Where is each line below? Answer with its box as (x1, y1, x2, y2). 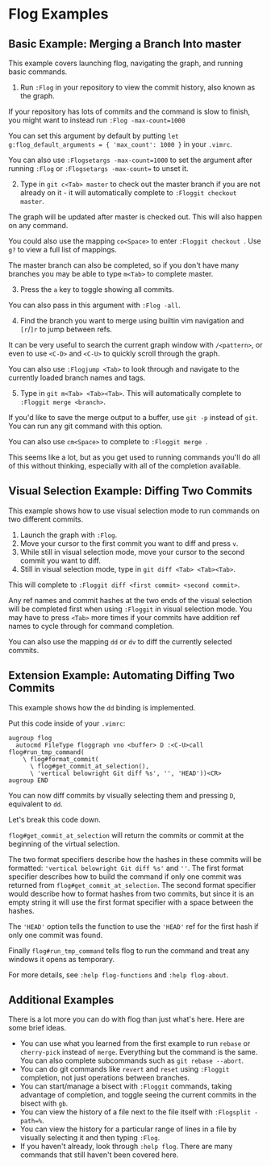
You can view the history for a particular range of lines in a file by (19, 1124, 237, 1134)
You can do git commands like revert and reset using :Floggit (19, 1064, 230, 1074)
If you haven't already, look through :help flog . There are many (19, 1142, 233, 1151)
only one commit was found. (8, 930, 103, 939)
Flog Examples (8, 5, 109, 23)
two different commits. (8, 514, 84, 524)
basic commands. (8, 67, 68, 77)
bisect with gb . (19, 1098, 69, 1109)
